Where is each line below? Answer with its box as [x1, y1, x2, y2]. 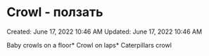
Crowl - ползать [6, 4, 103, 20]
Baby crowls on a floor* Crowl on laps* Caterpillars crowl [6, 41, 172, 49]
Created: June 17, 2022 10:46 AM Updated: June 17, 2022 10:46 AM [6, 27, 202, 36]
